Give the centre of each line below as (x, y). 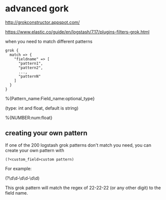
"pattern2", (30, 68)
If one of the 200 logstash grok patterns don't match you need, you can (78, 145)
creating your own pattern (46, 133)
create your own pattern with (35, 150)
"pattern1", (30, 63)
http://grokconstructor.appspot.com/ (43, 22)
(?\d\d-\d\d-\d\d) (22, 178)
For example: (19, 168)
